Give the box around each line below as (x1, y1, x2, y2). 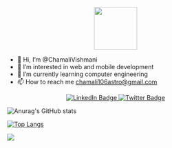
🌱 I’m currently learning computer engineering (17, 70, 148, 78)
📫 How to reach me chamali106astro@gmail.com (17, 78, 158, 86)
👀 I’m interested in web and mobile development (17, 63, 154, 71)
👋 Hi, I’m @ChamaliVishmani (17, 56, 98, 64)
